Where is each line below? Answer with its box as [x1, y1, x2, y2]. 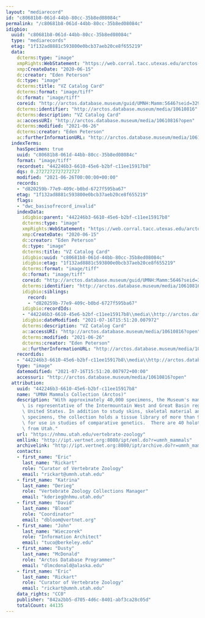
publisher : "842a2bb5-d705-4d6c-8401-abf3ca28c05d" [17, 597, 151, 603]
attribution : [11, 380, 45, 386]
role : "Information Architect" [21, 534, 102, 540]
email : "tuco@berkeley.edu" [21, 539, 94, 546]
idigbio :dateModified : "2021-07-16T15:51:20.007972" [21, 317, 160, 323]
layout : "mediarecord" [6, 9, 64, 15]
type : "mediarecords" [11, 37, 67, 44]
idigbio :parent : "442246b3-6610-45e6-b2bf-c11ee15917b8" [21, 214, 171, 221]
